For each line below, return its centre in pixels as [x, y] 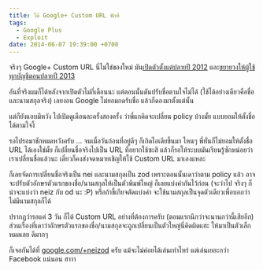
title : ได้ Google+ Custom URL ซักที [65, 15]
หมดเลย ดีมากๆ [29, 235]
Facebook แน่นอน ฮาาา [43, 259]
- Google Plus [39, 30]
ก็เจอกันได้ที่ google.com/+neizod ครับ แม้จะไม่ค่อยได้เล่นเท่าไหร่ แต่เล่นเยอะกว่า [119, 250]
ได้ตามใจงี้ [22, 125]
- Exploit [32, 37]
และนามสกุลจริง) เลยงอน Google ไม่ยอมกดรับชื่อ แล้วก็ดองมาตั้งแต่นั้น [102, 101]
